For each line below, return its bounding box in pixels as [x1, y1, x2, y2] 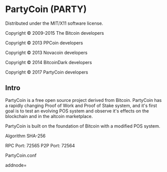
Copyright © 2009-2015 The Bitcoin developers [5, 30, 104, 36]
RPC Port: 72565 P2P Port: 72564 [5, 142, 75, 148]
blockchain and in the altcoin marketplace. [5, 113, 93, 119]
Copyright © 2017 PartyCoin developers [5, 69, 89, 75]
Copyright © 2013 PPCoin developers [5, 39, 83, 46]
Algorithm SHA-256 [5, 133, 46, 139]
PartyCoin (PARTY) [5, 4, 87, 15]
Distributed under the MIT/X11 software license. [5, 20, 103, 26]
